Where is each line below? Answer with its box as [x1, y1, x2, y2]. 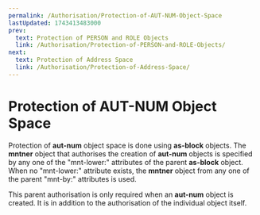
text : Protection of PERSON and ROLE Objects [15, 33, 169, 42]
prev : [8, 26, 26, 34]
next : [8, 48, 26, 56]
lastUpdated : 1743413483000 [8, 19, 102, 27]
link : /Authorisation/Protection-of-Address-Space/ [15, 63, 191, 71]
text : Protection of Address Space [15, 56, 134, 64]
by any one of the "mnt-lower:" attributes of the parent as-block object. [8, 157, 244, 167]
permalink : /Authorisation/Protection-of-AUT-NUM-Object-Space [8, 11, 223, 20]
